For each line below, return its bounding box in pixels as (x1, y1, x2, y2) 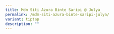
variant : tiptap (5, 16, 39, 21)
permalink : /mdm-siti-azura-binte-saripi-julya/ (5, 12, 109, 17)
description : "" (5, 21, 39, 26)
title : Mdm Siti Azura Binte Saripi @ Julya (5, 7, 100, 12)
